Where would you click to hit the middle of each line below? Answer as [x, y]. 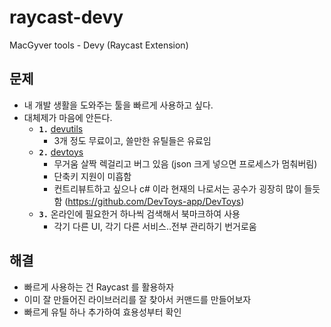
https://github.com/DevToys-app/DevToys [154, 201]
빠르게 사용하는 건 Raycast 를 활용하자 [99, 287]
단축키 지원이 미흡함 [92, 176]
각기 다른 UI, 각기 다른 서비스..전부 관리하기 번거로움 [155, 226]
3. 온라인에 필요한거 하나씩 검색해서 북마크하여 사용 [139, 213]
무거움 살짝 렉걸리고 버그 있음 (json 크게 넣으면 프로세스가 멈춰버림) [185, 163]
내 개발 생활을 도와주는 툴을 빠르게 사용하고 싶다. [118, 105]
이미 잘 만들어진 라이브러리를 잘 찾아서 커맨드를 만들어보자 [137, 299]
